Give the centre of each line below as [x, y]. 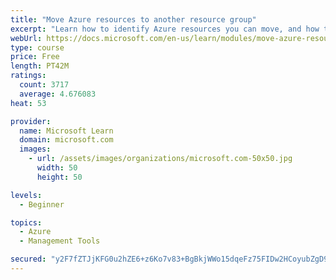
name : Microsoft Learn [66, 131]
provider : [31, 121]
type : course [37, 47]
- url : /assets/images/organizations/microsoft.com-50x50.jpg [160, 159]
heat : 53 [28, 103]
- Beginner [42, 204]
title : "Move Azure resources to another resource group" [133, 19]
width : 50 [57, 168]
